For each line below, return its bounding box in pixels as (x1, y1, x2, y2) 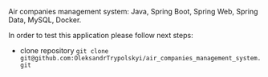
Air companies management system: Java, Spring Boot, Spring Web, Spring (8, 7, 258, 16)
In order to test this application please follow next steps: (8, 31, 194, 40)
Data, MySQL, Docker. (8, 15, 82, 25)
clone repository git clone (19, 46, 109, 55)
